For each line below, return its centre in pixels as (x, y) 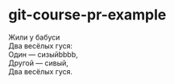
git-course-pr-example (87, 15)
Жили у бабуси (34, 37)
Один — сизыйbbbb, (43, 54)
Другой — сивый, (38, 63)
